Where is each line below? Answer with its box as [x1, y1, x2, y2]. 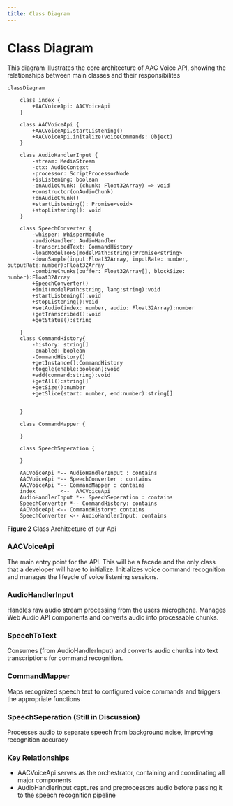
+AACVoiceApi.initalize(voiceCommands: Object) [32, 133, 173, 140]
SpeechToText [7, 631, 57, 640]
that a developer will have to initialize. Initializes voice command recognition [7, 565, 225, 573]
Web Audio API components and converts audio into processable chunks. [7, 613, 219, 622]
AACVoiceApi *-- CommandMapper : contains [20, 481, 145, 489]
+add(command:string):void [32, 372, 111, 379]
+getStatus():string [32, 316, 92, 323]
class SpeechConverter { [20, 225, 92, 232]
